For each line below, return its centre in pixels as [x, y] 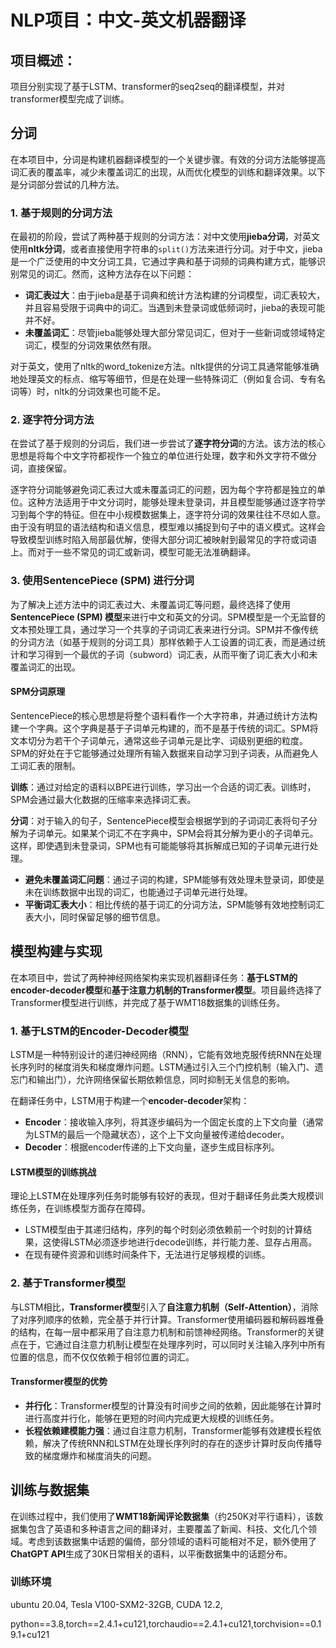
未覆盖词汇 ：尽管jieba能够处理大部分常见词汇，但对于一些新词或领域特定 [175, 333]
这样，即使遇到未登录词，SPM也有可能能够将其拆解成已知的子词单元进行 [160, 845]
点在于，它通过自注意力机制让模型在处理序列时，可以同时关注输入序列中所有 [168, 1344]
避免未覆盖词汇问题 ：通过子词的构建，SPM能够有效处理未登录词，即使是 [174, 879]
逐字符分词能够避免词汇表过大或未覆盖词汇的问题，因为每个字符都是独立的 [163, 490]
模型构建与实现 [56, 951]
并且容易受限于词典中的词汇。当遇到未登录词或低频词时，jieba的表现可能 [175, 308]
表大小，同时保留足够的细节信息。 [95, 917]
